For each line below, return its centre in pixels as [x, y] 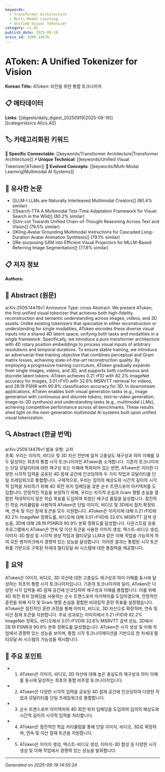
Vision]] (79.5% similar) [36, 227]
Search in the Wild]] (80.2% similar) [48, 216]
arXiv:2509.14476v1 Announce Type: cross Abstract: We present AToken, [79, 307]
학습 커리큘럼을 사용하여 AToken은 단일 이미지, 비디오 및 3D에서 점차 [76, 504]
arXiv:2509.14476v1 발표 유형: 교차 [39, 449]
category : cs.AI [22, 28]
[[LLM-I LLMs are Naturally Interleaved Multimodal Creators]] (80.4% [82, 201]
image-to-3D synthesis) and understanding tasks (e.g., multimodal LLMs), [80, 402]
